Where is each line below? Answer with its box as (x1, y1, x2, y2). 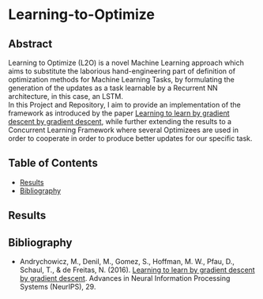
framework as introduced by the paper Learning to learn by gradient (8, 108, 231, 118)
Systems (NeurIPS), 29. (19, 282, 96, 292)
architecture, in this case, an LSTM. (8, 92, 124, 100)
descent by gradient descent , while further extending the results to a (8, 117, 231, 126)
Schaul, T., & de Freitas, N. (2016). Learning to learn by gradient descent (19, 265, 255, 274)
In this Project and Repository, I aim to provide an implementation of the (8, 100, 241, 109)
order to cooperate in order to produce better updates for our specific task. (8, 134, 253, 143)
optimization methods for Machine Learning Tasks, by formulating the (8, 75, 235, 84)
